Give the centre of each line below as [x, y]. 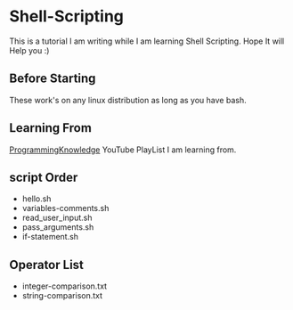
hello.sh [37, 199]
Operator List [47, 265]
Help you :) [29, 50]
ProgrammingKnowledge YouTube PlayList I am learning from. [123, 150]
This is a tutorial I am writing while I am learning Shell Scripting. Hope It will [147, 41]
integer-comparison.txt [65, 286]
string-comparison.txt [62, 296]
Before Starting [53, 79]
